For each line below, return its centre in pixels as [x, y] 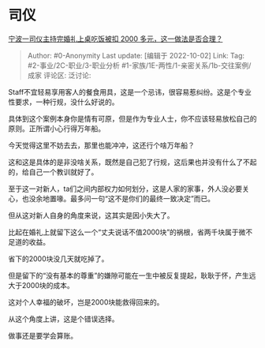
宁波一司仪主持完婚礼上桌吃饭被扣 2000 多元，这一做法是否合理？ [116, 39]
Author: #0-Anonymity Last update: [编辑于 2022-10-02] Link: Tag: [136, 55]
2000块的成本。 [48, 285]
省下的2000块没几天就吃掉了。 [58, 258]
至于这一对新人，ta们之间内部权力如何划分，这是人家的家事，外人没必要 [125, 189]
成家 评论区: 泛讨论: [59, 75]
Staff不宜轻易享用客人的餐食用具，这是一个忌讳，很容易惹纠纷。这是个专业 [130, 92]
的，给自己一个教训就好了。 [53, 172]
